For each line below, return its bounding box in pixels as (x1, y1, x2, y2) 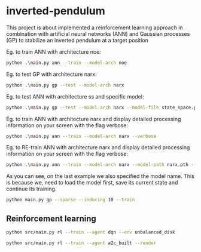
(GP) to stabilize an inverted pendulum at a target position (6, 36, 148, 44)
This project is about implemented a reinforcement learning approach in (6, 24, 184, 31)
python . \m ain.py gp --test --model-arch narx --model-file (6, 105, 160, 110)
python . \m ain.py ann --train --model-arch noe (6, 60, 127, 66)
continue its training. (6, 185, 57, 192)
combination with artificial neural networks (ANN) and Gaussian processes (6, 30, 190, 37)
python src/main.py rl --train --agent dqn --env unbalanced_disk (6, 229, 175, 235)
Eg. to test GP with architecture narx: (6, 70, 97, 78)
